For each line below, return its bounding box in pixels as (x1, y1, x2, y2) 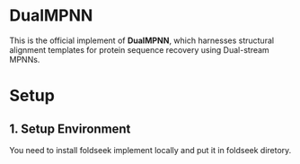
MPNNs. (9, 54, 40, 65)
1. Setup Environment (9, 121, 131, 136)
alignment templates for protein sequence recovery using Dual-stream (9, 44, 269, 55)
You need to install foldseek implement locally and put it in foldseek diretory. (9, 144, 292, 155)
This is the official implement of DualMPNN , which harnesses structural (9, 35, 275, 46)
